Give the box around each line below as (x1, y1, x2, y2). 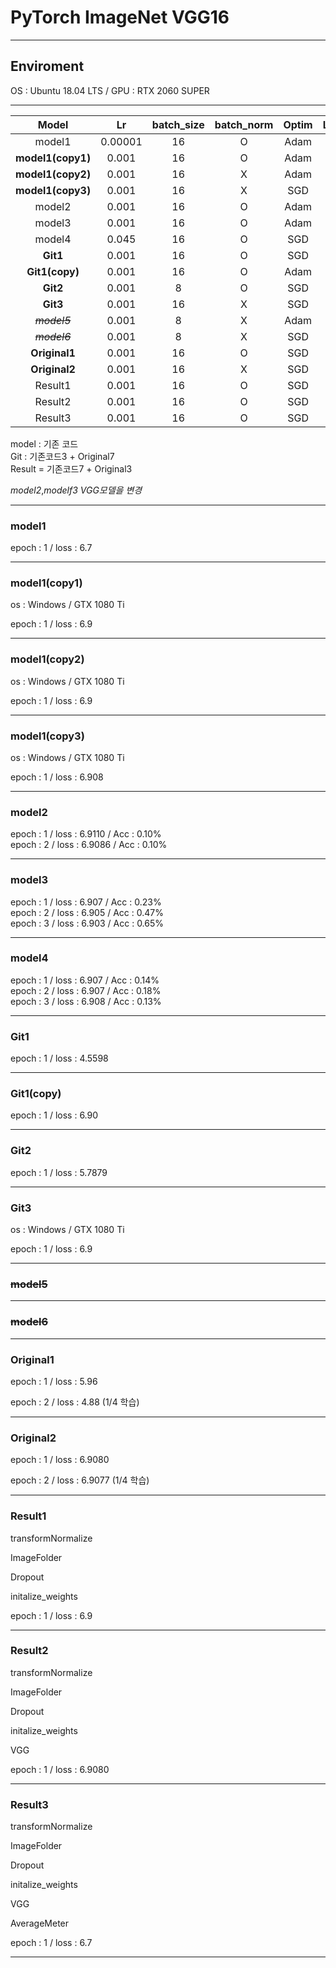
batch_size (151, 117, 205, 131)
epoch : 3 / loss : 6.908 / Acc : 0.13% (10, 995, 162, 1007)
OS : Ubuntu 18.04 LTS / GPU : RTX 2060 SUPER (10, 84, 210, 96)
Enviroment (10, 58, 85, 75)
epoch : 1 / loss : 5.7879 (10, 1166, 108, 1178)
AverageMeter (10, 1917, 70, 1930)
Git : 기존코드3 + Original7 (10, 450, 115, 462)
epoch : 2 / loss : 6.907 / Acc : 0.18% (10, 984, 162, 996)
